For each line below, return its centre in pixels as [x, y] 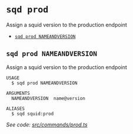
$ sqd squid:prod [33, 114]
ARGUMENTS [18, 93]
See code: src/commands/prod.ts [47, 125]
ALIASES [16, 109]
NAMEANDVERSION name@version [48, 98]
